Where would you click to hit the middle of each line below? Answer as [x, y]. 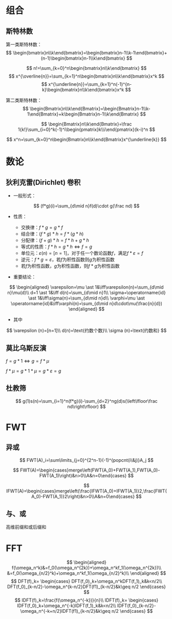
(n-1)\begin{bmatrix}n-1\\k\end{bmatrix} [83, 58]
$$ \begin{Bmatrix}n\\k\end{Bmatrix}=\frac [87, 124]
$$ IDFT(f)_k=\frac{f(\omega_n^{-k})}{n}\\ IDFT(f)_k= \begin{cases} [87, 600]
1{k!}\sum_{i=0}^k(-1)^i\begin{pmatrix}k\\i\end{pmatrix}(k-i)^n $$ [87, 129]
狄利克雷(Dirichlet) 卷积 [43, 182]
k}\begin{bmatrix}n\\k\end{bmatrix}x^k [83, 90]
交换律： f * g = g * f [42, 227]
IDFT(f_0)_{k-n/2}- [136, 606]
